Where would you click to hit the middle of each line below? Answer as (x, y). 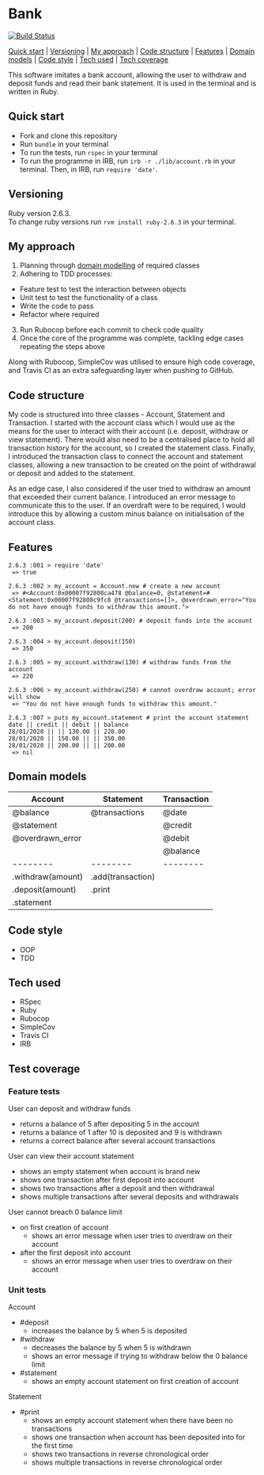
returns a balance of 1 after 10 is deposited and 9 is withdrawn (121, 1132)
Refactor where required (59, 314)
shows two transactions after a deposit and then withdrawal (117, 1188)
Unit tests (27, 1290)
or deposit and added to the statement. (72, 473)
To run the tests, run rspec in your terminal (89, 152)
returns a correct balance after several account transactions (117, 1141)
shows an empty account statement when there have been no (132, 1420)
